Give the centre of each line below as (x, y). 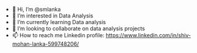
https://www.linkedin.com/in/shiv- (148, 35)
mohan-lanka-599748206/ (45, 44)
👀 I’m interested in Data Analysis (52, 16)
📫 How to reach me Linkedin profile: (58, 35)
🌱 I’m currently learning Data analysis (59, 22)
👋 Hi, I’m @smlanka (36, 9)
